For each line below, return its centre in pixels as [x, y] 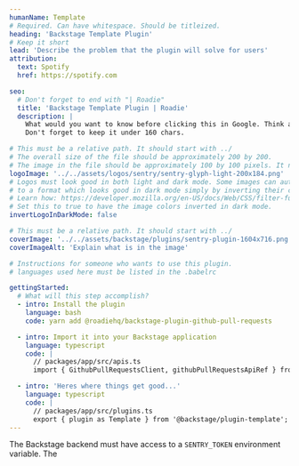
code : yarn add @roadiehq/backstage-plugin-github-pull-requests [149, 321]
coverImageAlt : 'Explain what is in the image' [99, 247]
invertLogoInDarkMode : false [63, 215]
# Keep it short [39, 42]
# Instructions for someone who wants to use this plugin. [121, 263]
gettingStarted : [39, 288]
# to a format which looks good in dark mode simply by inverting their [147, 190]
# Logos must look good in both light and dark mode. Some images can [143, 182]
